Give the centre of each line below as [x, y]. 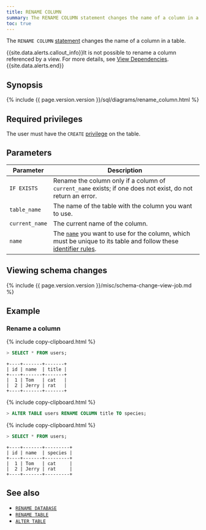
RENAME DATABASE [36, 508]
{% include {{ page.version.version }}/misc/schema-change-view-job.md [99, 285]
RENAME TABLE [32, 515]
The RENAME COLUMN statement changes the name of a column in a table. [96, 41]
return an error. [75, 195]
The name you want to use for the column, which [122, 233]
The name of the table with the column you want [123, 206]
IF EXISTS [24, 188]
